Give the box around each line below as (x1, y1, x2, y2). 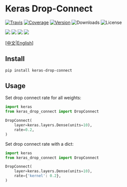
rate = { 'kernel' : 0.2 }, (14, 174, 61, 179)
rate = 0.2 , (14, 127, 35, 132)
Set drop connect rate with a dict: (5, 141, 74, 147)
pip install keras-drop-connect (5, 68, 72, 73)
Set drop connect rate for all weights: (5, 95, 81, 101)
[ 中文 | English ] (5, 40, 34, 46)
